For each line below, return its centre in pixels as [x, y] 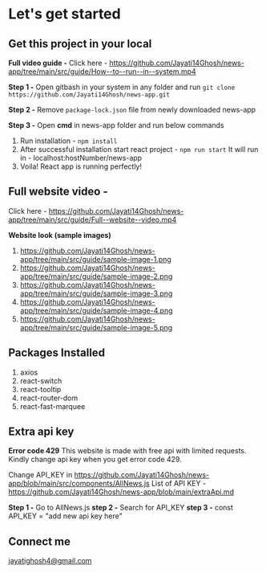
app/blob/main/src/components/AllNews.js [79, 484]
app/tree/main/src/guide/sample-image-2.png [96, 276]
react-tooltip [40, 389]
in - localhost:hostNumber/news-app [81, 158]
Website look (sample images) [60, 235]
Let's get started [65, 14]
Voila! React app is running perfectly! [81, 166]
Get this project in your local [80, 44]
